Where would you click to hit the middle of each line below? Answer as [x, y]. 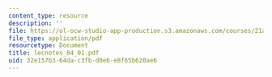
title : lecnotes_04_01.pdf [54, 53]
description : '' [36, 23]
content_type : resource [49, 16]
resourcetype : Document [49, 46]
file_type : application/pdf [56, 38]
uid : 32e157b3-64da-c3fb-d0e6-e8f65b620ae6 [83, 61]
